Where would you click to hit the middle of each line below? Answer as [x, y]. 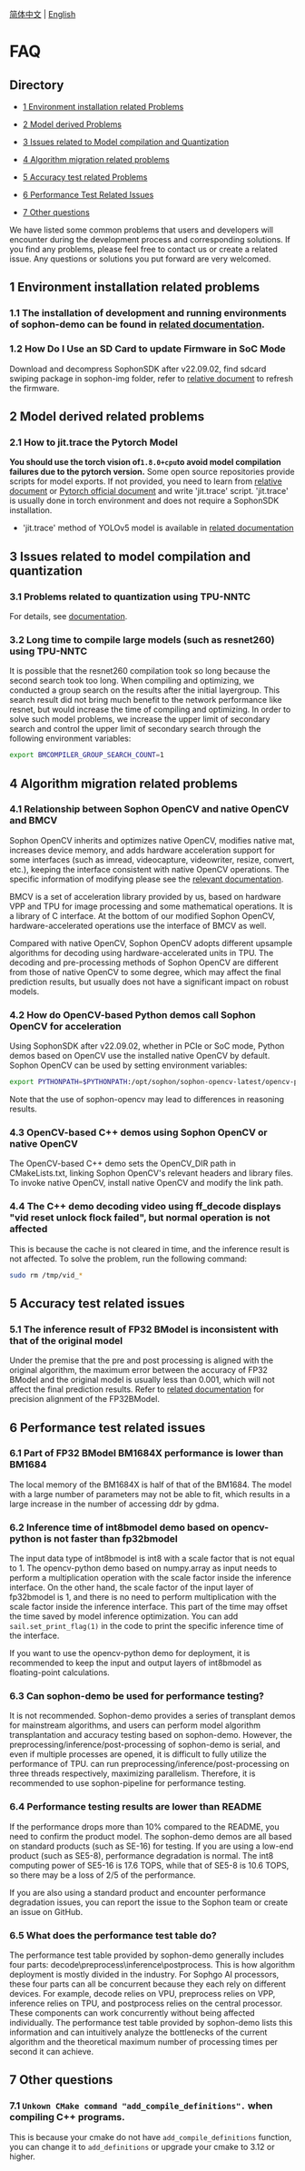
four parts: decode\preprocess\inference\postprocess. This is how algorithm [152, 1965]
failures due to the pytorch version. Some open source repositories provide [152, 472]
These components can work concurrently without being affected [133, 2013]
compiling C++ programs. [67, 2117]
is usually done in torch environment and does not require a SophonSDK [144, 501]
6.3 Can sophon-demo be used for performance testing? [137, 1696]
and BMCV [34, 821]
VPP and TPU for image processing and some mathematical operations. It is [151, 906]
